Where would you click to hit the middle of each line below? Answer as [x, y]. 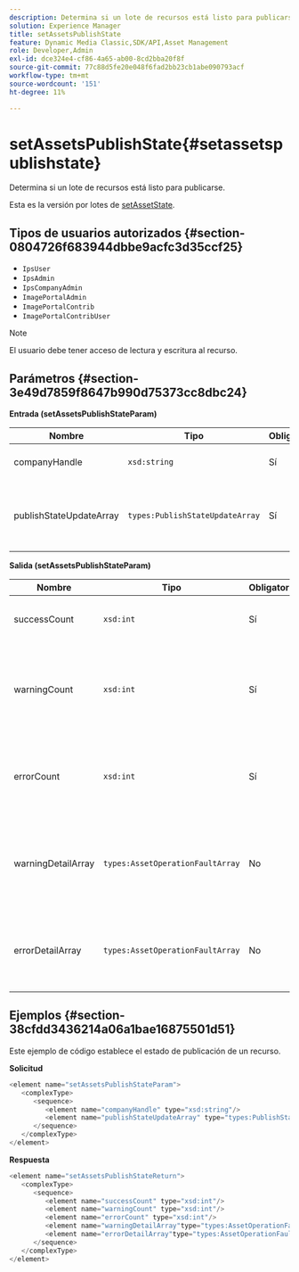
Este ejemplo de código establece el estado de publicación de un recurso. [145, 1051]
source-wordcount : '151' [55, 84]
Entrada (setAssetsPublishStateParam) [83, 414]
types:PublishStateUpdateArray [194, 516]
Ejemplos [36, 1016]
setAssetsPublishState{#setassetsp [146, 144]
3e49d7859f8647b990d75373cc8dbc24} [128, 392]
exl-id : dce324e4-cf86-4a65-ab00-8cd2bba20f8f [97, 59]
